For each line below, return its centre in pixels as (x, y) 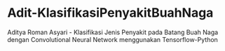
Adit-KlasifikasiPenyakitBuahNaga (110, 13)
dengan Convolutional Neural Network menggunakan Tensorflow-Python (113, 39)
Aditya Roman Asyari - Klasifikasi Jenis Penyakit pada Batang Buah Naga (113, 32)
